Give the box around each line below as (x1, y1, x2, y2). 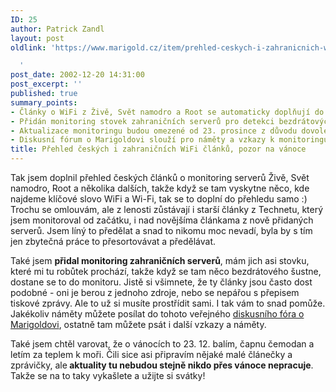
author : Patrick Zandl (10, 24, 105, 34)
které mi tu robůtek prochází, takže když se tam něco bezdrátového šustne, (10, 266, 322, 277)
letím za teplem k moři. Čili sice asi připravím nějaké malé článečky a (10, 349, 293, 360)
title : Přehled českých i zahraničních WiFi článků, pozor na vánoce (10, 144, 307, 155)
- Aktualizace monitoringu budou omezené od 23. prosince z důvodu (10, 126, 298, 136)
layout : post (10, 33, 65, 43)
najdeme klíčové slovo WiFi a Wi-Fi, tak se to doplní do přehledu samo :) (10, 193, 308, 205)
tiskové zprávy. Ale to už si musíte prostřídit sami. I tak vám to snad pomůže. (10, 297, 326, 309)
